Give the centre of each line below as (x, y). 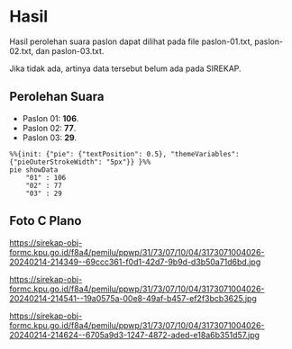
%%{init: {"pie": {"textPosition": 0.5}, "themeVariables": (125, 154)
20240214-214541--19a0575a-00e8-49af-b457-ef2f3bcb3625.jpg (133, 298)
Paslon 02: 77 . (49, 128)
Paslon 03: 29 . (50, 138)
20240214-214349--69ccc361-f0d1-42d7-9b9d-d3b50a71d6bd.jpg (135, 262)
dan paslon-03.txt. (70, 50)
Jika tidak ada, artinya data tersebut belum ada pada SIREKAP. (125, 68)
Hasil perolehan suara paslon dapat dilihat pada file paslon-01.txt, (131, 41)
